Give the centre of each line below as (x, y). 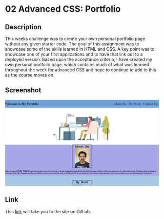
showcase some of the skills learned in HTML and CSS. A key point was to (80, 49)
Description (23, 27)
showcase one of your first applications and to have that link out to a (74, 54)
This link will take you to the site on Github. (48, 211)
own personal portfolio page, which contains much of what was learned (77, 65)
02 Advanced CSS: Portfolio (63, 9)
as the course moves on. (30, 75)
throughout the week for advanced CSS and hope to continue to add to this (81, 70)
